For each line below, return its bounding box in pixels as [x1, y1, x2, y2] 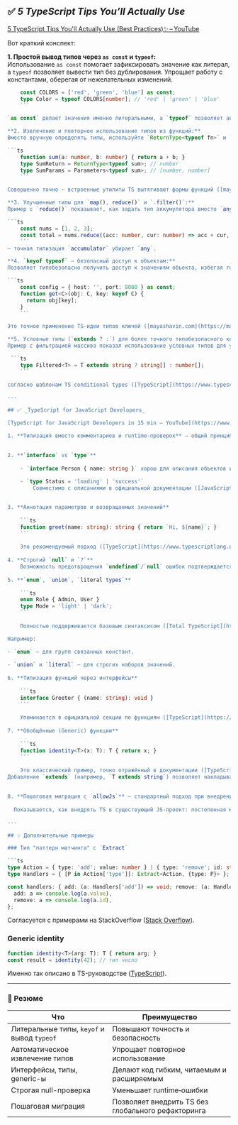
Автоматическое [11, 1044, 69, 1054]
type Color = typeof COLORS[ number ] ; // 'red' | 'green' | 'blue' [20, 95, 220, 102]
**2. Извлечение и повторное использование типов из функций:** [7, 128, 201, 135]
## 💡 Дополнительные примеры [7, 832, 94, 839]
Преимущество [142, 1011, 198, 1021]
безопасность [112, 1033, 161, 1043]
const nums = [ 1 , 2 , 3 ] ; [20, 225, 93, 232]
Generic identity [7, 933, 64, 943]
